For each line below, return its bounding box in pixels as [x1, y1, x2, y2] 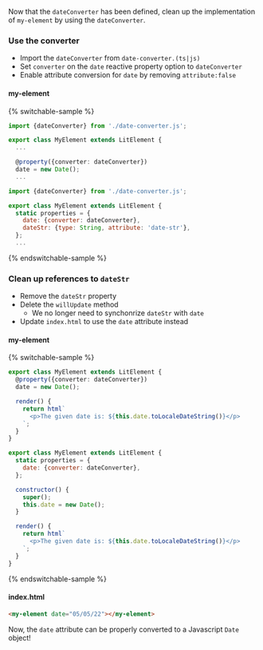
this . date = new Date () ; [22, 501, 105, 509]
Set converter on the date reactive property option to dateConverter [19, 61, 243, 71]
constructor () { [15, 486, 69, 493]
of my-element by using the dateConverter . [8, 15, 146, 25]
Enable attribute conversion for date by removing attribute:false [19, 70, 237, 80]
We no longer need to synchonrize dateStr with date [31, 308, 205, 318]
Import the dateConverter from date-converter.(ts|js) [19, 54, 201, 63]
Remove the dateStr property [19, 291, 117, 301]
